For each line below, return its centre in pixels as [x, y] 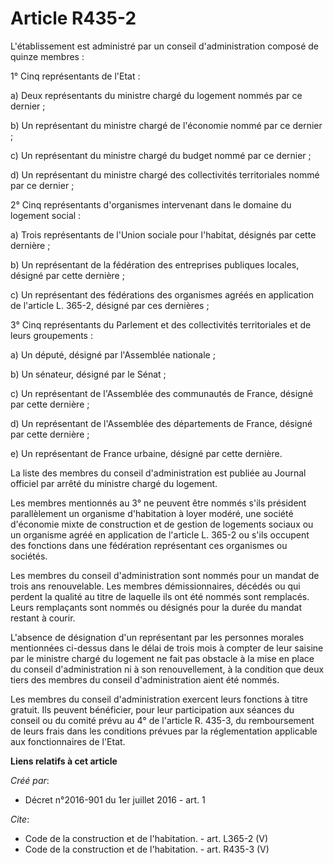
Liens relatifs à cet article [64, 761]
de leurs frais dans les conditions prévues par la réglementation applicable [164, 731]
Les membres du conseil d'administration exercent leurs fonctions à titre [159, 699]
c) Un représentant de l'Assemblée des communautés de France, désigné [162, 393]
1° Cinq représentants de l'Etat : [75, 76]
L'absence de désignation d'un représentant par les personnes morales [157, 637]
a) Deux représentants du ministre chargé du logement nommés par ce [156, 95]
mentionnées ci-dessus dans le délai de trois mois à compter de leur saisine [167, 648]
